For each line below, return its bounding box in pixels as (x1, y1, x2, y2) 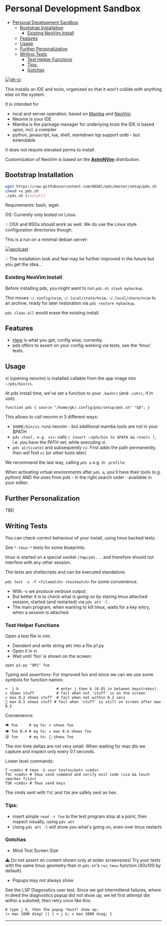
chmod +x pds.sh (5, 188, 39, 194)
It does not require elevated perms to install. (5, 147, 95, 153)
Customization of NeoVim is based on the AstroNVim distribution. (5, 156, 140, 162)
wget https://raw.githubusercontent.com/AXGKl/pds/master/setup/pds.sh (5, 184, 157, 189)
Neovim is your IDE (12, 116, 52, 122)
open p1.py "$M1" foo (5, 663, 50, 668)
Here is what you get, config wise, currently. (12, 337, 103, 343)
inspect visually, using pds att (12, 818, 75, 825)
